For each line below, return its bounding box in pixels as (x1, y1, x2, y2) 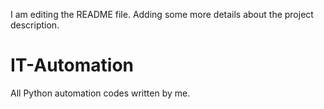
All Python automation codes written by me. (10, 87, 191, 99)
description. (10, 19, 60, 31)
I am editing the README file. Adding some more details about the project (10, 9, 314, 20)
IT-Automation (10, 54, 134, 77)
